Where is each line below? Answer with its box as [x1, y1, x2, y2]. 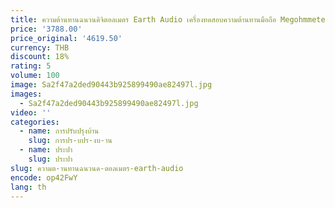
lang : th [10, 182, 47, 192]
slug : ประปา [28, 154, 73, 164]
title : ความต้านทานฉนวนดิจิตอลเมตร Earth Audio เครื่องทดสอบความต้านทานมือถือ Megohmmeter [10, 14, 330, 25]
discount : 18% [10, 52, 70, 62]
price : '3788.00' [10, 24, 83, 34]
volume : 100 [10, 71, 60, 81]
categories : [10, 117, 60, 127]
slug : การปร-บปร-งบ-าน [28, 136, 113, 146]
